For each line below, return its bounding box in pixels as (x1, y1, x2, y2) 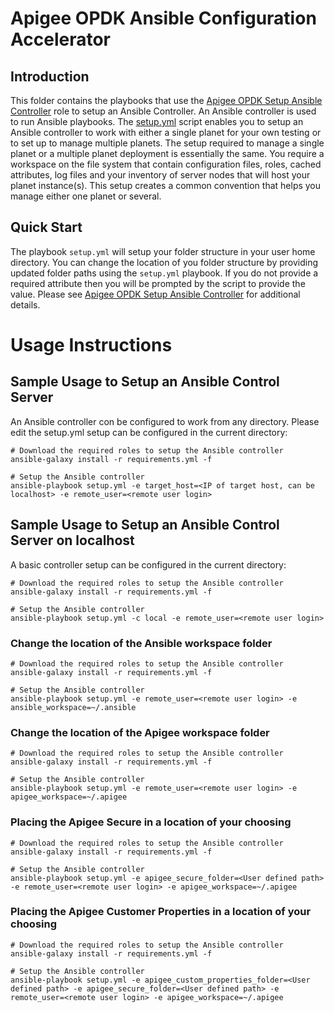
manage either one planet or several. (10, 190, 162, 202)
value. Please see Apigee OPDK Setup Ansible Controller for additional (10, 288, 301, 300)
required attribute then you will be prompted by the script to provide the (10, 277, 306, 289)
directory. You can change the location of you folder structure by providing (10, 256, 319, 268)
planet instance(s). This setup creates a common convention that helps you (10, 180, 322, 191)
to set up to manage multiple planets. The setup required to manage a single (10, 137, 325, 149)
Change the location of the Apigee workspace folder (10, 725, 270, 739)
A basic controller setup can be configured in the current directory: (10, 558, 287, 571)
